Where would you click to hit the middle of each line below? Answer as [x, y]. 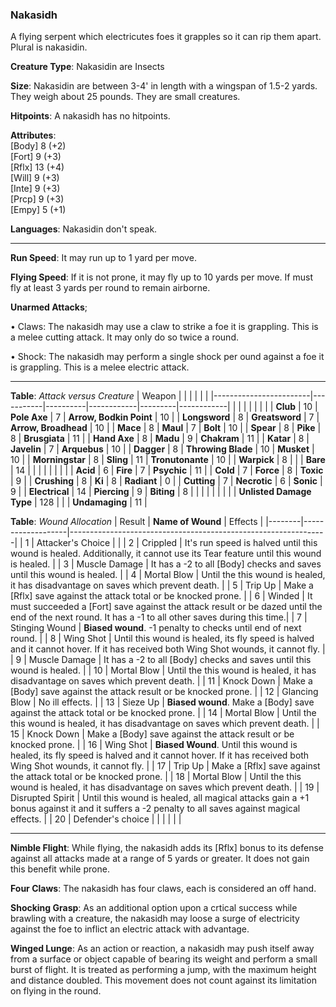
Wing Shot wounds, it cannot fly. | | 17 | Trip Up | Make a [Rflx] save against [165, 766]
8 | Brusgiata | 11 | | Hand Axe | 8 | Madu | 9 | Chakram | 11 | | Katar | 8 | [160, 439]
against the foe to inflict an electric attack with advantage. [130, 929]
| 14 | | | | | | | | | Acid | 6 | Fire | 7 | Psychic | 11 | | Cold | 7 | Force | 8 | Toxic [167, 470]
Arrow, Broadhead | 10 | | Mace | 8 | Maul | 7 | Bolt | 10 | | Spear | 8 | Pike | [166, 428]
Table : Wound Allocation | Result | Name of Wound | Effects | [137, 522]
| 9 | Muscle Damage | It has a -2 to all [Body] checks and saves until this [161, 660]
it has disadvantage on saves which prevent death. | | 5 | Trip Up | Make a [162, 585]
